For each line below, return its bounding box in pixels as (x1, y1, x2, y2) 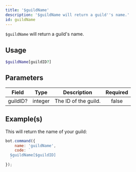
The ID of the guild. (54, 97, 101, 104)
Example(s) (5, 115, 43, 123)
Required (105, 89, 128, 96)
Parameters (5, 74, 44, 82)
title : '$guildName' (5, 7, 50, 13)
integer (32, 97, 50, 104)
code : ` (14, 148, 31, 153)
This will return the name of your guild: (5, 128, 87, 135)
